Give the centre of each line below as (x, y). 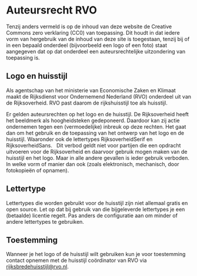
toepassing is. (23, 58)
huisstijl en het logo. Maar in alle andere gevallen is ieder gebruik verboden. (98, 158)
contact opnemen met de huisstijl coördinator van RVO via (76, 260)
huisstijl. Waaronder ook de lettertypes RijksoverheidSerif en (79, 139)
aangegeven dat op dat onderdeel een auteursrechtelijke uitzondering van (96, 51)
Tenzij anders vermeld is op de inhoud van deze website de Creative (89, 26)
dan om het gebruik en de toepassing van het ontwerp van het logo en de (95, 133)
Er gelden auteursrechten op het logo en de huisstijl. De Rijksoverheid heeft (98, 114)
